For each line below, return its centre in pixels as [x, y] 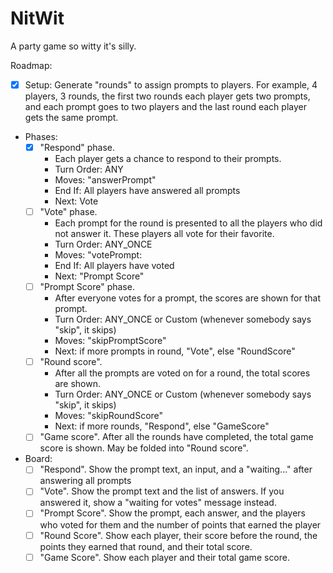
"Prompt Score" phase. [87, 287]
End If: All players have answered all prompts [147, 191]
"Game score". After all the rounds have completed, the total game [176, 437]
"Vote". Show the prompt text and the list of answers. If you [162, 491]
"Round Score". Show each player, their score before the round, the [178, 535]
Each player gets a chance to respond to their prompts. [168, 159]
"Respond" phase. [77, 147]
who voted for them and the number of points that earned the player [180, 524]
